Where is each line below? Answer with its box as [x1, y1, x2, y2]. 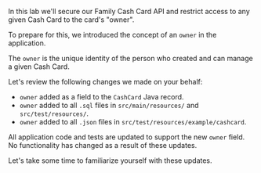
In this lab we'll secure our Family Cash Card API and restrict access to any [8, 7, 250, 16]
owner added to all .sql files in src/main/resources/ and [19, 101, 199, 110]
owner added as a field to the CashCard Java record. [19, 92, 184, 101]
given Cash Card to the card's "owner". [8, 15, 135, 24]
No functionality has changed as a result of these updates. [8, 141, 198, 150]
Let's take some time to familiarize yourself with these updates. [8, 156, 213, 165]
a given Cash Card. [8, 62, 71, 71]
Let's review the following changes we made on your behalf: [8, 77, 203, 86]
